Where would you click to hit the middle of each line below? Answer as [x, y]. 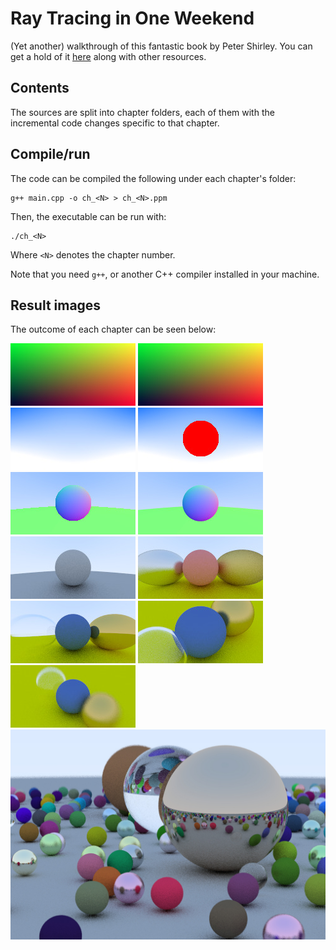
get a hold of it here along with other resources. [108, 56]
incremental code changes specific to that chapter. [115, 123]
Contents [40, 88]
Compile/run [50, 154]
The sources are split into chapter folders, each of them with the [142, 112]
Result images [56, 305]
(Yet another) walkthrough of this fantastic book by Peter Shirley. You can [161, 46]
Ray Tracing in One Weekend [132, 18]
